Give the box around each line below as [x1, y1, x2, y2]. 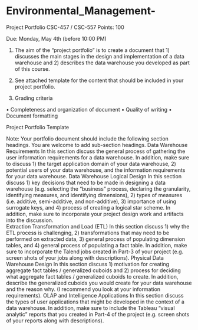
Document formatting [6, 112, 58, 119]
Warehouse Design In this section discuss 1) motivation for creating [6, 260, 170, 267]
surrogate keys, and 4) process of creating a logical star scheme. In [6, 204, 171, 211]
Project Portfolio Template [6, 123, 70, 130]
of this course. [14, 65, 50, 72]
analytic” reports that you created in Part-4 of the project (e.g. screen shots [6, 311, 190, 318]
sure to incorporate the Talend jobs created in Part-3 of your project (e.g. [6, 248, 184, 255]
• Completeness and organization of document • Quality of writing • [6, 106, 172, 113]
